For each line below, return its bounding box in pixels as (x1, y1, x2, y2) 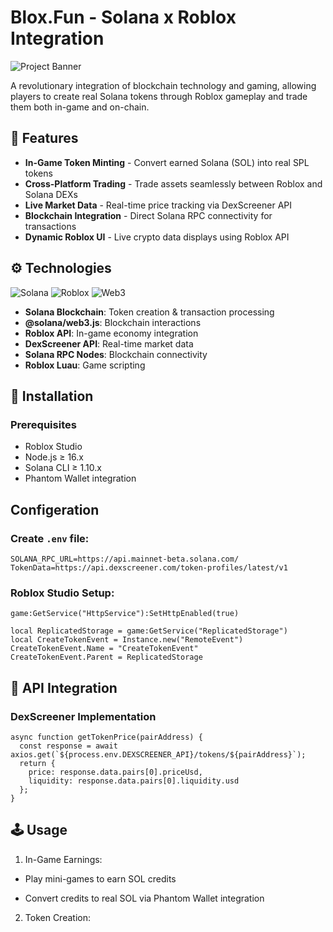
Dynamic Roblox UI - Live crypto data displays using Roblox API (24, 231, 290, 243)
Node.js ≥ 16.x (24, 451, 85, 463)
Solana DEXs (24, 188, 78, 200)
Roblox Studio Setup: (10, 586, 115, 600)
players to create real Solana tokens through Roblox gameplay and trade (10, 90, 308, 102)
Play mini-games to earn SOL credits (24, 872, 177, 885)
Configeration (10, 501, 100, 518)
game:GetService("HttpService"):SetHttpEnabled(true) (10, 609, 240, 619)
